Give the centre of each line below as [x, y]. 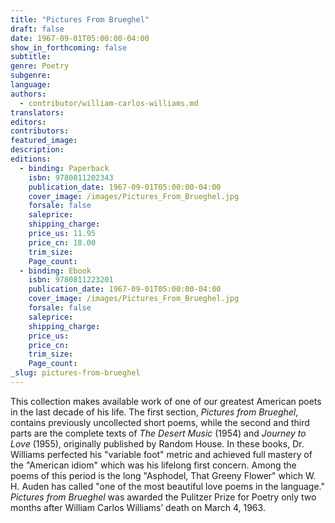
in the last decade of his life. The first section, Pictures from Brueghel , [154, 412]
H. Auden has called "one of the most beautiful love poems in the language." [167, 486]
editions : [31, 159]
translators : [37, 112]
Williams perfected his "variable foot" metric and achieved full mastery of [161, 454]
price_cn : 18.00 [62, 242]
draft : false [37, 29]
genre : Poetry [40, 66]
